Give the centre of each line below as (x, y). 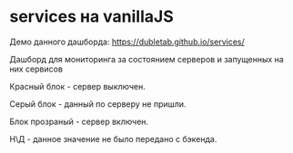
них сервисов (36, 69)
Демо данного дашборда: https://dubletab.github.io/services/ (127, 42)
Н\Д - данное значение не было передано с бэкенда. (113, 139)
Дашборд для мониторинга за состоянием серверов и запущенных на (146, 59)
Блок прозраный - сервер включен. (79, 121)
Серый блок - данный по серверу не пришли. (98, 104)
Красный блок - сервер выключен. (77, 86)
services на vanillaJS (92, 17)
